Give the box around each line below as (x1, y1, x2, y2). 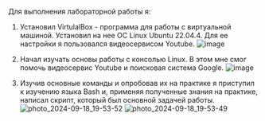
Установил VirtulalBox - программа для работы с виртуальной (19, 22, 232, 31)
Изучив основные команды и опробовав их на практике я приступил (19, 79, 255, 88)
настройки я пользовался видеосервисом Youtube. (19, 39, 195, 49)
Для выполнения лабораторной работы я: (8, 7, 151, 16)
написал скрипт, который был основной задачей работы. (19, 96, 215, 104)
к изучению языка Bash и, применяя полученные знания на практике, (19, 87, 259, 96)
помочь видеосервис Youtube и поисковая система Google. (19, 63, 224, 72)
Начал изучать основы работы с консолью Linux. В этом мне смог (19, 55, 247, 64)
